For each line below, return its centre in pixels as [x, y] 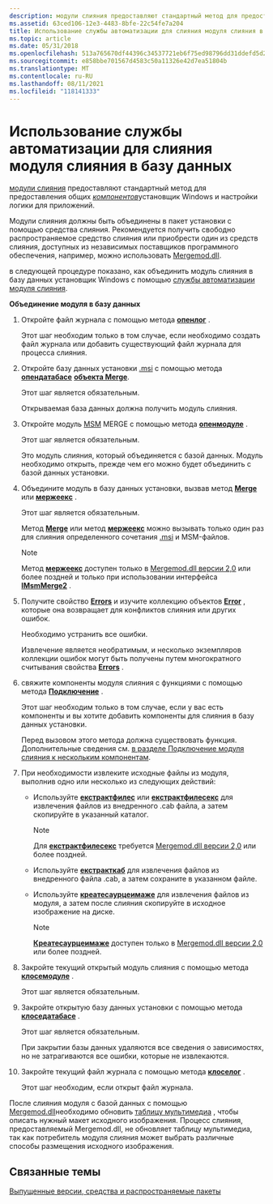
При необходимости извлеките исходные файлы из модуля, [125, 773]
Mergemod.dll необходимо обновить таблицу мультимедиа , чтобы [124, 1112]
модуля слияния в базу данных [121, 166]
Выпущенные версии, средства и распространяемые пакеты [115, 1191]
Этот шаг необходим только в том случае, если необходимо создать [141, 335]
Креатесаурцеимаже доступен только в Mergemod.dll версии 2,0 [148, 943]
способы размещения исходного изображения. [92, 1146]
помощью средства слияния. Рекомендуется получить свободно [122, 230]
